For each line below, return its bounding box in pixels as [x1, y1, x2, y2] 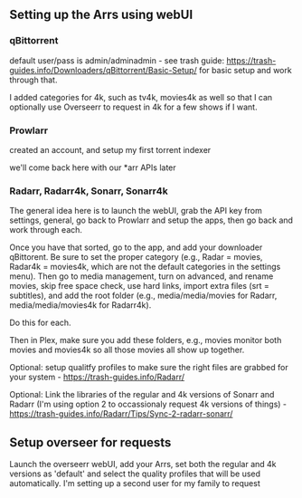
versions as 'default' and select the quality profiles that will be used [9, 468, 260, 479]
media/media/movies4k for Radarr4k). [9, 300, 152, 311]
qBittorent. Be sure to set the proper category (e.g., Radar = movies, [9, 252, 263, 263]
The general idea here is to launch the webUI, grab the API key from [9, 206, 262, 216]
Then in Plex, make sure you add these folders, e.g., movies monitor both [9, 335, 282, 346]
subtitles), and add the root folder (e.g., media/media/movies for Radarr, [9, 290, 278, 302]
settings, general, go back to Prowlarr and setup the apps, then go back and [9, 215, 294, 225]
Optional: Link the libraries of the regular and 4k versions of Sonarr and [9, 389, 275, 400]
